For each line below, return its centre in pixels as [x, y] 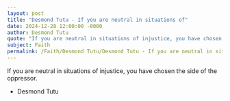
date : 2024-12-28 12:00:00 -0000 [55, 26]
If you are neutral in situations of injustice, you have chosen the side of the [112, 71]
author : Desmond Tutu [38, 32]
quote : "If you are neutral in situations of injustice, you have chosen [115, 39]
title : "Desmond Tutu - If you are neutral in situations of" [98, 20]
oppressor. [22, 78]
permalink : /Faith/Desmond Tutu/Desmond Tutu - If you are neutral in [110, 52]
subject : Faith [29, 45]
